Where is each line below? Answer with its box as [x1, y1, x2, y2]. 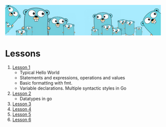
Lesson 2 [12, 90, 31, 96]
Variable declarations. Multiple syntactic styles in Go [19, 85, 127, 91]
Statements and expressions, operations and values [19, 74, 125, 81]
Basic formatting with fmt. [19, 80, 73, 86]
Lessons [5, 48, 41, 59]
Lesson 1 [12, 64, 31, 70]
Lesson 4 [12, 106, 32, 112]
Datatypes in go [19, 95, 52, 101]
